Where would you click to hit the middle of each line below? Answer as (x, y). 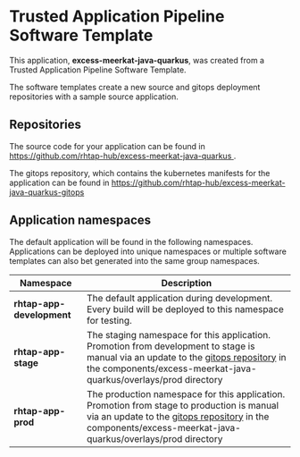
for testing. (109, 320)
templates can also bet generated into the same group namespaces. (135, 260)
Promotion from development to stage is (171, 346)
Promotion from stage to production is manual (183, 405)
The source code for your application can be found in (107, 146)
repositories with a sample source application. (94, 97)
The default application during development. (179, 298)
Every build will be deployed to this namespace (185, 309)
